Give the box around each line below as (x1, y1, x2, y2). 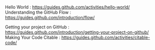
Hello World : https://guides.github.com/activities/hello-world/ (5, 4, 130, 10)
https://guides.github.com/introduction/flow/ (5, 15, 95, 20)
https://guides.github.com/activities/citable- (61, 34, 150, 40)
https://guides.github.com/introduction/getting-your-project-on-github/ (5, 29, 149, 35)
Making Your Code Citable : (5, 34, 61, 40)
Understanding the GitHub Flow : (5, 9, 71, 15)
